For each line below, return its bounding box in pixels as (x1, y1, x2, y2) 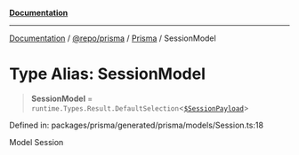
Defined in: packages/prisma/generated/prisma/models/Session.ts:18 (9, 120, 264, 130)
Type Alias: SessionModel (9, 64, 206, 84)
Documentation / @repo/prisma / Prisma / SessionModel (9, 33, 216, 43)
